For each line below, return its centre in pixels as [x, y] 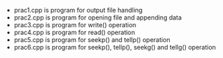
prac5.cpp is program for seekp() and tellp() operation [92, 40]
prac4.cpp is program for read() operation [74, 32]
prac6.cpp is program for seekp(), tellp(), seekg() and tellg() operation [115, 47]
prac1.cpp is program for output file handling [78, 10]
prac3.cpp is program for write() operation [75, 25]
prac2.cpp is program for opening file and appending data [98, 17]
